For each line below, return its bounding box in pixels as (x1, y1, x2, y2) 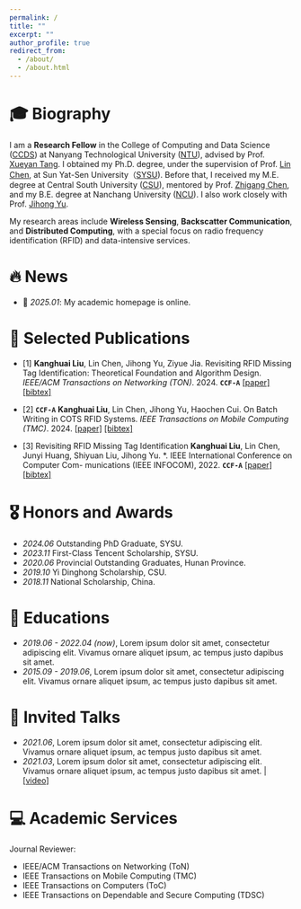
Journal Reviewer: (9, 843, 76, 854)
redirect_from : (9, 47, 66, 56)
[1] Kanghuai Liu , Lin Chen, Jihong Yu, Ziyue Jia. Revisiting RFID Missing (22, 357, 292, 368)
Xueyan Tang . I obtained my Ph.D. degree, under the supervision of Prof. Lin (9, 158, 291, 169)
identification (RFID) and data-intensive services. (9, 234, 190, 245)
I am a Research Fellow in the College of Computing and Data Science (9, 139, 270, 150)
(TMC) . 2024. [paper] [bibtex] (22, 423, 133, 434)
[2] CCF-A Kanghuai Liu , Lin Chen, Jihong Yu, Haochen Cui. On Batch (22, 403, 279, 414)
